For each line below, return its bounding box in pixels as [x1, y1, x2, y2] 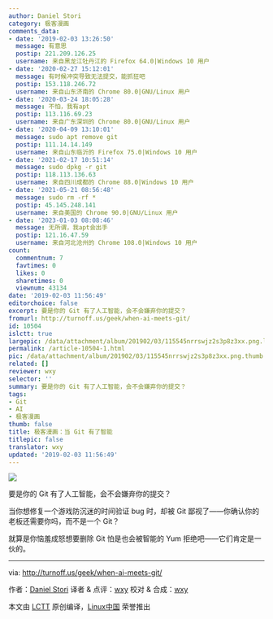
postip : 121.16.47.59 [15, 231, 89, 240]
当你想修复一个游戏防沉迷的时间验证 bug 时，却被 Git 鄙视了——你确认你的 [8, 506, 260, 517]
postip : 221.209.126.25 [15, 50, 96, 58]
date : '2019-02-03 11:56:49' [8, 292, 107, 300]
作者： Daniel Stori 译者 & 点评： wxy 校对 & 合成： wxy [8, 585, 188, 595]
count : [8, 246, 31, 255]
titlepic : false [8, 435, 63, 443]
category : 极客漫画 [8, 20, 70, 28]
